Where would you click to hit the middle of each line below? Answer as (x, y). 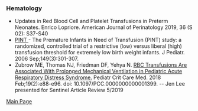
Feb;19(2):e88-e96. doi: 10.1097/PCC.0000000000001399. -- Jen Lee (100, 84)
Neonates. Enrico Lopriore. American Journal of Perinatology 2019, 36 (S (103, 27)
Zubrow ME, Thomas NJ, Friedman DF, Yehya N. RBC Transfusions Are (101, 65)
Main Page (19, 102)
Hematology (24, 8)
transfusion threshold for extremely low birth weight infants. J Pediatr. (100, 53)
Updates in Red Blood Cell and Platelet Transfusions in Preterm (91, 21)
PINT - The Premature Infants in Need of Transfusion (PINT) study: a (98, 40)
